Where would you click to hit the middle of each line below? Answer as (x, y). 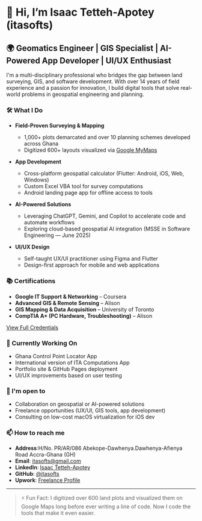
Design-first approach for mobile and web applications (92, 265)
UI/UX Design (32, 247)
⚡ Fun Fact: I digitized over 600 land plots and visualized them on (102, 498)
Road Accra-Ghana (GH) (45, 455)
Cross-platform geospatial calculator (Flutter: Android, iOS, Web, (104, 174)
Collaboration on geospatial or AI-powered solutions (80, 404)
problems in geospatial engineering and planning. (83, 94)
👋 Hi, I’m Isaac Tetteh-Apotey (80, 12)
